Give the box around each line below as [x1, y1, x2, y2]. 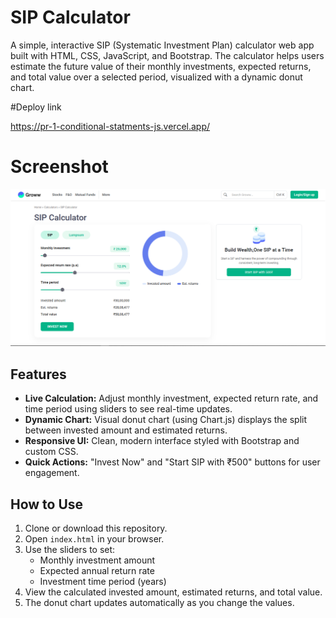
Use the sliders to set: [24, 544, 116, 555]
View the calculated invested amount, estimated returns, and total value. [24, 586, 323, 598]
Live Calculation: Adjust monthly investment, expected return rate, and [24, 392, 319, 405]
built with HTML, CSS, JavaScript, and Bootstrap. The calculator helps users [10, 49, 325, 61]
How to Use [10, 496, 84, 513]
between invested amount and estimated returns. [24, 424, 228, 436]
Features [10, 366, 67, 383]
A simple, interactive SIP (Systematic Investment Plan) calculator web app [10, 39, 315, 51]
